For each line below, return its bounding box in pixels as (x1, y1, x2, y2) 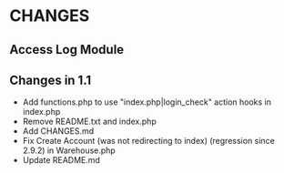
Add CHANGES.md (22, 126, 95, 137)
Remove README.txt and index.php (22, 116, 157, 127)
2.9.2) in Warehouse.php (22, 145, 116, 156)
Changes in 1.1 (9, 72, 92, 87)
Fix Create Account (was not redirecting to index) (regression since (22, 136, 275, 147)
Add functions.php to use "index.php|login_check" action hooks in (22, 97, 271, 107)
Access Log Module (9, 42, 125, 57)
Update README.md (22, 155, 100, 166)
